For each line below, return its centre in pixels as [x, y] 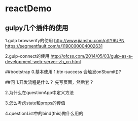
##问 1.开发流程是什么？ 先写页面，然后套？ [50, 82]
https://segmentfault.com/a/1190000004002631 [54, 46]
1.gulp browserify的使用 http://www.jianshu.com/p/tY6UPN [65, 40]
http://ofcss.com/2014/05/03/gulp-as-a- [92, 56]
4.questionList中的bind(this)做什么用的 [44, 113]
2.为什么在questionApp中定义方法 [39, 93]
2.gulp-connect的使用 [27, 56]
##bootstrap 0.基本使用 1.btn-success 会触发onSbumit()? [63, 72]
